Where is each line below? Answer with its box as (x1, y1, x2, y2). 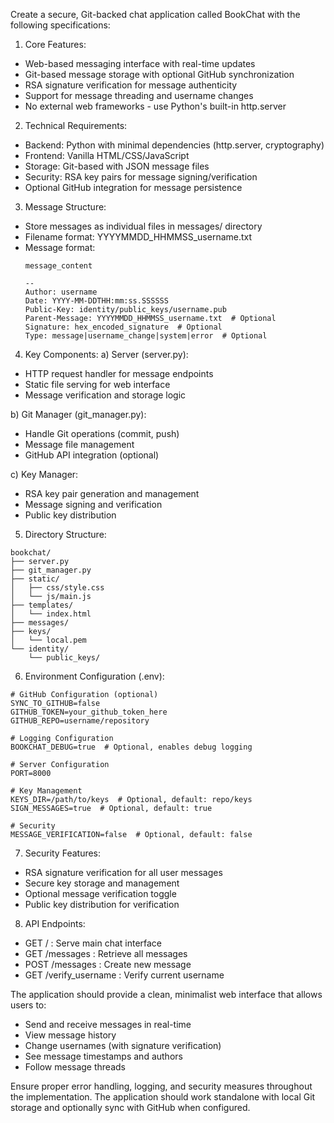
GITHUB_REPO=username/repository (10, 716, 150, 726)
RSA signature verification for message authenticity (24, 79, 238, 91)
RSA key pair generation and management (24, 488, 200, 499)
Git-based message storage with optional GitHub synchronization (24, 69, 295, 80)
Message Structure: (24, 201, 107, 213)
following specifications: (10, 19, 111, 31)
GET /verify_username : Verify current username (24, 969, 225, 981)
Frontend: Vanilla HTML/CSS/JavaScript (24, 150, 190, 161)
